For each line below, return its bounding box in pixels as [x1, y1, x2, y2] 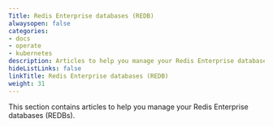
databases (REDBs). [8, 110, 76, 120]
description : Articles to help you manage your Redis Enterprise [8, 57, 234, 66]
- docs [8, 34, 31, 43]
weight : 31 [8, 79, 45, 87]
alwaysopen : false [8, 19, 71, 28]
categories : [8, 27, 49, 35]
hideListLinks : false [8, 65, 82, 73]
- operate [8, 42, 42, 50]
